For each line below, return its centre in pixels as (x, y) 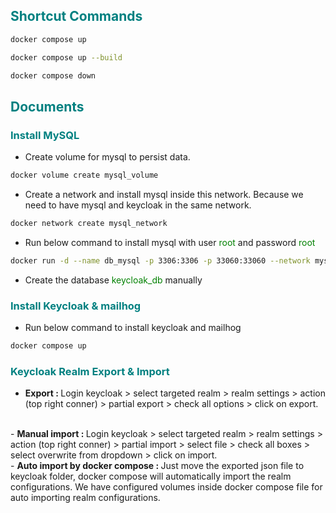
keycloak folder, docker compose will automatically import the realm (151, 476)
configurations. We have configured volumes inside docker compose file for (166, 487)
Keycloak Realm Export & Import (90, 371)
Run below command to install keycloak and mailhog (133, 328)
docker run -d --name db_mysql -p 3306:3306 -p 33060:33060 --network (160, 260)
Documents (47, 106)
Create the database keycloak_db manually (113, 280)
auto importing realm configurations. (85, 498)
